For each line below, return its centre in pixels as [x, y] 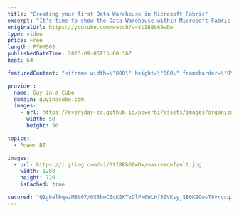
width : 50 [41, 119]
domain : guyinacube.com [49, 99]
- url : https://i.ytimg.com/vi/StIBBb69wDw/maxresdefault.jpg [108, 164]
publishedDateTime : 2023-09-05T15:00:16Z [70, 54]
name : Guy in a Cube [44, 92]
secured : [20, 197]
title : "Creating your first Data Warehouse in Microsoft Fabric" [108, 14]
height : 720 [38, 178]
